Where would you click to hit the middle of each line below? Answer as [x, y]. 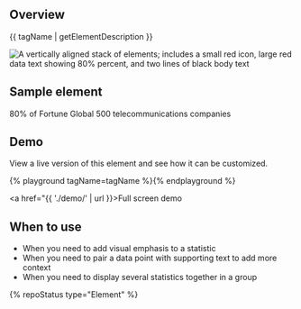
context [36, 268]
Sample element [56, 92]
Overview [37, 15]
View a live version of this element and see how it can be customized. [139, 164]
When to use [46, 227]
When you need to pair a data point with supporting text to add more [150, 258]
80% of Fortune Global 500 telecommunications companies [120, 114]
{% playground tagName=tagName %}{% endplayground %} [123, 181]
